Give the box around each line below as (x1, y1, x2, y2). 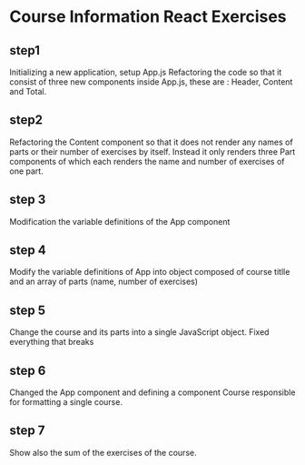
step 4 (9, 243, 47, 258)
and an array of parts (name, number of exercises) (9, 276, 198, 288)
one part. (9, 166, 44, 177)
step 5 (9, 302, 46, 318)
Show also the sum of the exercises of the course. (9, 447, 197, 458)
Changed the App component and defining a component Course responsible (9, 387, 296, 398)
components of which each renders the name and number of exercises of (9, 156, 285, 167)
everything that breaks (9, 337, 94, 348)
